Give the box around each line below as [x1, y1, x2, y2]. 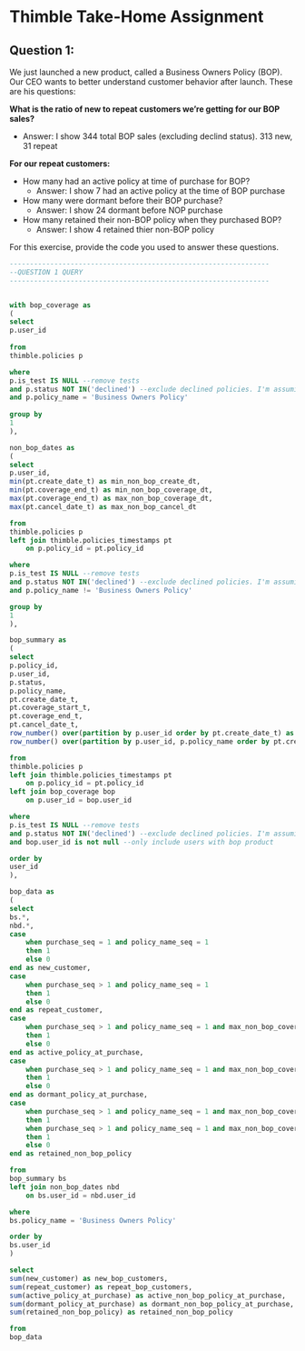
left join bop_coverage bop [9, 787, 116, 796]
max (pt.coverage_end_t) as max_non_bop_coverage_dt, [9, 494, 213, 503]
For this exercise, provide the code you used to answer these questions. [9, 242, 280, 252]
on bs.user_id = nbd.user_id [25, 1191, 136, 1200]
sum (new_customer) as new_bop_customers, [9, 1274, 169, 1283]
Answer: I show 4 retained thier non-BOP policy [35, 225, 215, 235]
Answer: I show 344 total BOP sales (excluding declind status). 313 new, [22, 131, 293, 142]
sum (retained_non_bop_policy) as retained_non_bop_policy [9, 1307, 233, 1317]
